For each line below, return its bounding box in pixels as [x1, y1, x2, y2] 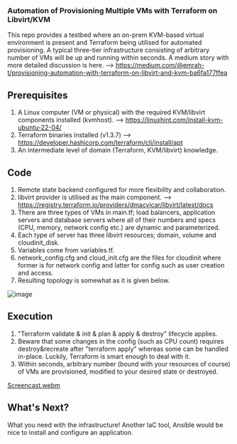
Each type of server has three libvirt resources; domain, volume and [17, 231, 216, 239]
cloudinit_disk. [17, 238, 60, 247]
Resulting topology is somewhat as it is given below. [17, 276, 170, 285]
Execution [7, 310, 53, 322]
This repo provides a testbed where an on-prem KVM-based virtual [7, 31, 204, 39]
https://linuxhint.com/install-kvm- [125, 116, 224, 125]
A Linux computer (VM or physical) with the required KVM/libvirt [17, 108, 206, 117]
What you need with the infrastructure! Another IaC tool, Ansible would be [7, 421, 224, 429]
